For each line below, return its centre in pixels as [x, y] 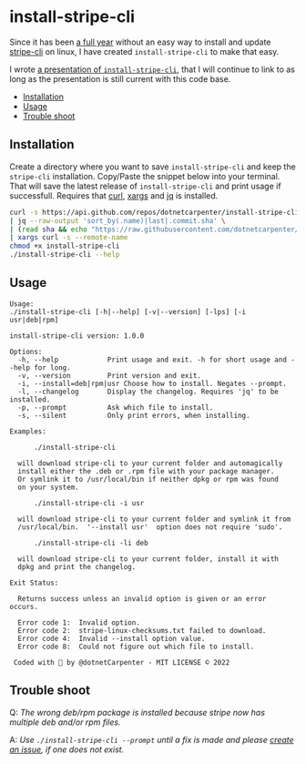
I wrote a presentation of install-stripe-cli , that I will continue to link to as [153, 69]
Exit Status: [34, 583]
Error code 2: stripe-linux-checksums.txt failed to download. [142, 630]
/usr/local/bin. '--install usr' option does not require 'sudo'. [150, 527]
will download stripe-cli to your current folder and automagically [150, 463]
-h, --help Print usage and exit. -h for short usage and [152, 360]
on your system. [48, 487]
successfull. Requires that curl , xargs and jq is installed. [114, 195]
